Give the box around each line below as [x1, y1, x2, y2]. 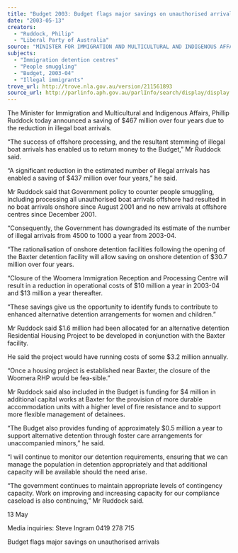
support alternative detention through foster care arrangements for [7, 431, 203, 440]
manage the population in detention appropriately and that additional [7, 460, 208, 469]
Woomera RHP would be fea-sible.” [7, 374, 110, 382]
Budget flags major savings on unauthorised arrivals [7, 537, 160, 546]
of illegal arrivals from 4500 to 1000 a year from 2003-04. [7, 232, 177, 240]
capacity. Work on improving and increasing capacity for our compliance [7, 489, 220, 498]
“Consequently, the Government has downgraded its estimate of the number [7, 224, 230, 232]
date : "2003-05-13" [7, 17, 65, 24]
